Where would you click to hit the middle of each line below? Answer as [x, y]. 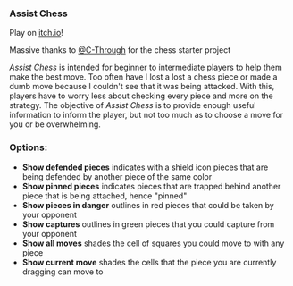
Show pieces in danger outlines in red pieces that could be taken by [148, 205]
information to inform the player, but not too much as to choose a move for [146, 115]
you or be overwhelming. [55, 124]
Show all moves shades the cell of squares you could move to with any [153, 243]
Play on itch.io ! [37, 33]
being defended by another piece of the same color [117, 176]
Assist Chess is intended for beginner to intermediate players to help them [146, 67]
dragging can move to [63, 272]
